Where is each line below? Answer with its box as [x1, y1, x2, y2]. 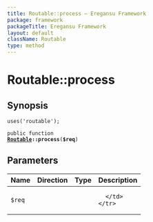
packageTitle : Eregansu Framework [7, 23, 107, 30]
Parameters [7, 155, 59, 167]
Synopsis [7, 100, 48, 111]
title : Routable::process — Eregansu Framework [7, 10, 147, 17]
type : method [7, 42, 45, 49]
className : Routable [7, 36, 67, 43]
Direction [37, 175, 68, 185]
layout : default [7, 29, 54, 37]
